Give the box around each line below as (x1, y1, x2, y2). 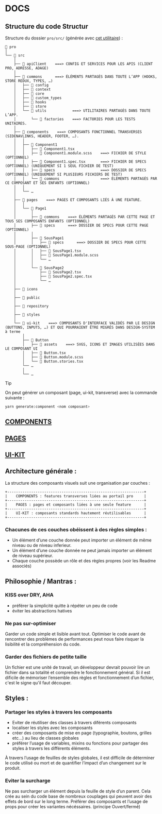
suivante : (5, 395, 25, 401)
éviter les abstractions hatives (12, 608, 72, 613)
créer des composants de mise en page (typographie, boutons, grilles (12, 730, 152, 736)
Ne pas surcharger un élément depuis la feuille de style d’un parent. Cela (5, 788, 151, 794)
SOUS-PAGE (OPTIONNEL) (5, 244, 51, 249)
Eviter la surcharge (5, 778, 51, 784)
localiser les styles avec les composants (12, 725, 93, 731)
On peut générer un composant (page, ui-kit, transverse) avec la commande (5, 390, 158, 395)
